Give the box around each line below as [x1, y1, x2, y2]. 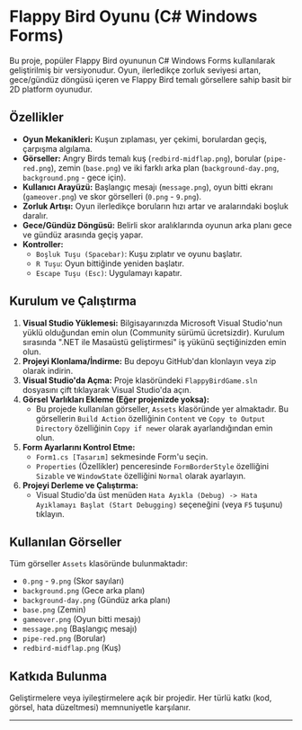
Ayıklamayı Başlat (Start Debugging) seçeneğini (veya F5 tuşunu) [35, 499, 283, 510]
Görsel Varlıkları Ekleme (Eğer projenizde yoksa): [22, 394, 209, 405]
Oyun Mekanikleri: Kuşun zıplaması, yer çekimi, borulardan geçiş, [22, 133, 268, 145]
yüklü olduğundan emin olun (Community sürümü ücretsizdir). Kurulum [22, 326, 285, 338]
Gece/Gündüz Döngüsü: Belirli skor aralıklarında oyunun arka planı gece [22, 219, 292, 230]
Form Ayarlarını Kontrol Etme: [22, 441, 136, 452]
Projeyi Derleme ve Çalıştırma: [22, 479, 139, 491]
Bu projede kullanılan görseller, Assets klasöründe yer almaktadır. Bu [35, 403, 289, 414]
